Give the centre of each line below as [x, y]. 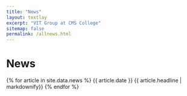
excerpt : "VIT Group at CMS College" [54, 23]
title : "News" [24, 12]
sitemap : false [25, 28]
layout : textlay [27, 17]
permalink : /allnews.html [39, 34]
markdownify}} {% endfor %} [43, 87]
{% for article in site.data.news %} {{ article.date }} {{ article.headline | [94, 80]
